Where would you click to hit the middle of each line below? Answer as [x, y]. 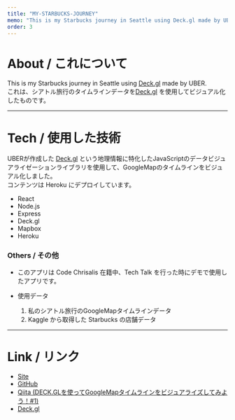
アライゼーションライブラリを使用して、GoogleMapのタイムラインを [106, 167]
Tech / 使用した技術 [64, 138]
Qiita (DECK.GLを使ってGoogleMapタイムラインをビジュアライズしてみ [119, 392]
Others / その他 [33, 255]
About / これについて [67, 63]
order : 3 [20, 27]
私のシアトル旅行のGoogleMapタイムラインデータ [100, 310]
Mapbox [29, 229]
